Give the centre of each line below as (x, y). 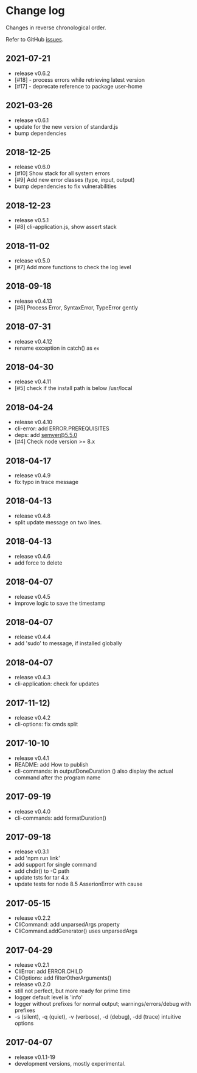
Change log (35, 11)
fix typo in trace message (46, 482)
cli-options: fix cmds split (46, 724)
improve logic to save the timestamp (60, 603)
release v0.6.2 (32, 73)
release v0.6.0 (32, 167)
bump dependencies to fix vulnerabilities (65, 186)
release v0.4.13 (33, 301)
